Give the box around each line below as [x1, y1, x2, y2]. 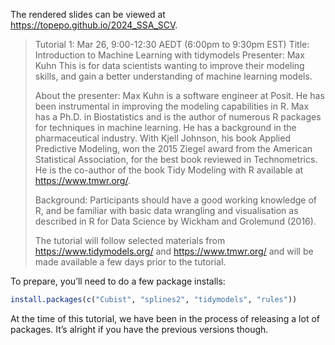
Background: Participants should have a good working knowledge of [34, 194, 318, 206]
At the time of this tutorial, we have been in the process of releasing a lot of [10, 312, 320, 324]
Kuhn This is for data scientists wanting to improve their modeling [34, 60, 305, 71]
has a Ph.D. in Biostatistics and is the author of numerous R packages [34, 111, 322, 123]
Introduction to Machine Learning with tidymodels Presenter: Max [34, 49, 305, 61]
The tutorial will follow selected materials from [34, 235, 226, 246]
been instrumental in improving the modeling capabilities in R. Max [34, 100, 310, 112]
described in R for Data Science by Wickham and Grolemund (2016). [34, 215, 317, 227]
